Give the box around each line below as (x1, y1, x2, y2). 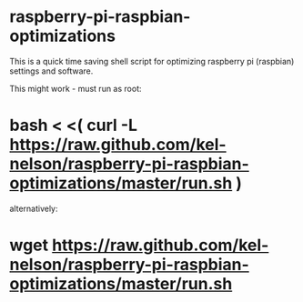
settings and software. (9, 65, 94, 76)
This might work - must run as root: (9, 83, 142, 94)
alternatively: (9, 203, 58, 214)
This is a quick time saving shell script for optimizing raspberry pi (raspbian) (9, 55, 295, 66)
